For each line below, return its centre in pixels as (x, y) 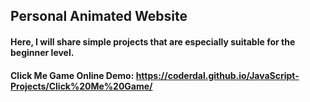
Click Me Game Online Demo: (72, 75)
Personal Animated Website (99, 16)
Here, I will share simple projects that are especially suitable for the (153, 41)
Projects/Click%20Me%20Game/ (81, 86)
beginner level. (42, 52)
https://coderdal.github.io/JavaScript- (217, 75)
